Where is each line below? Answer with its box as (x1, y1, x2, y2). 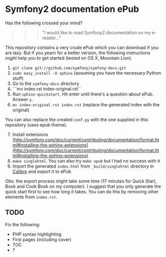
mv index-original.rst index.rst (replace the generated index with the (12, 101, 160, 107)
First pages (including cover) (12, 236, 72, 242)
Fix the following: (5, 221, 41, 227)
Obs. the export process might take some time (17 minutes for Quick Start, (5, 178, 157, 184)
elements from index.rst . (5, 194, 58, 200)
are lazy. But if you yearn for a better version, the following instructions (5, 50, 151, 56)
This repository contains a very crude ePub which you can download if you (5, 44, 159, 50)
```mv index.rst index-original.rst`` (12, 86, 81, 91)
